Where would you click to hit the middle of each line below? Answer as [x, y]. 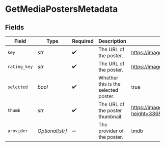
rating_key [20, 67]
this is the [109, 84]
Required [83, 41]
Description [112, 41]
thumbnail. [110, 117]
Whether [108, 78]
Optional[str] [52, 131]
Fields [15, 27]
